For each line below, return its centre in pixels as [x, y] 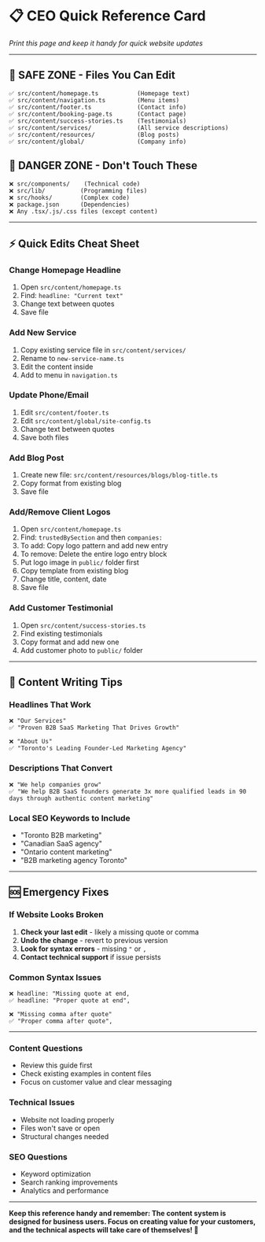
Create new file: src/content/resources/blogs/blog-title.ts [119, 475]
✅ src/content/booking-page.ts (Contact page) [98, 114]
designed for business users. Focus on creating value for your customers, [132, 1222]
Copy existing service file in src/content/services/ [103, 350]
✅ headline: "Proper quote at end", [70, 1001]
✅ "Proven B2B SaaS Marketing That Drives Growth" [94, 728]
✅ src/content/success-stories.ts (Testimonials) [98, 121]
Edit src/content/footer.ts [64, 412]
